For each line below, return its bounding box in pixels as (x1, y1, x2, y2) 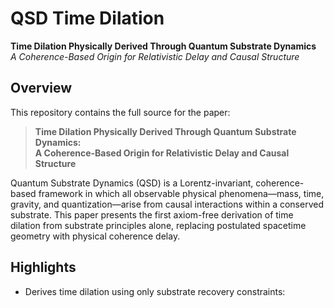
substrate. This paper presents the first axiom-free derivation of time (10, 208, 294, 221)
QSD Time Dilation (10, 7, 165, 30)
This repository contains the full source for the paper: (10, 106, 231, 118)
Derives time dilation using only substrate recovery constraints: (24, 285, 286, 297)
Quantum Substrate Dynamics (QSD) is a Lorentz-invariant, (10, 177, 254, 189)
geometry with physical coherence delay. (10, 230, 181, 242)
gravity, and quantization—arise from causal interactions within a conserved (10, 198, 324, 210)
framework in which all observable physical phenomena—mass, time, (38, 187, 325, 199)
